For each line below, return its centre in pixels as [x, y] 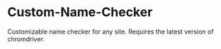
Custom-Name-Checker [80, 12]
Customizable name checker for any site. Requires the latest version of [110, 31]
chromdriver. [26, 38]
